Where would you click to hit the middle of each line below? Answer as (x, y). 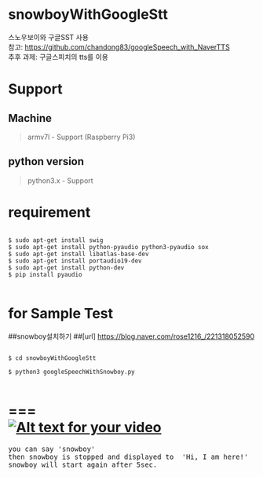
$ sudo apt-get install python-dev (66, 268)
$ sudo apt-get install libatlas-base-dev (79, 254)
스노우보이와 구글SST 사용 (48, 37)
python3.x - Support (60, 180)
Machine (30, 118)
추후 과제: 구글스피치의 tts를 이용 (58, 57)
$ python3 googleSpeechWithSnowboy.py (71, 372)
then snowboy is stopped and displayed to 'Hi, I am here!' (128, 457)
